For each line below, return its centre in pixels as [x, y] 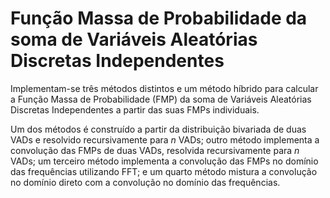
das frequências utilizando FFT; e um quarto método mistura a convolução [164, 171]
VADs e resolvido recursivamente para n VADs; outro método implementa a [165, 139]
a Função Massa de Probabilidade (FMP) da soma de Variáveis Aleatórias [161, 99]
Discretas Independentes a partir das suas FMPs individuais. [135, 109]
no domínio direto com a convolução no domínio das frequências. [145, 182]
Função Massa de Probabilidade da [159, 18]
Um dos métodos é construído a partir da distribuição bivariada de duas [158, 129]
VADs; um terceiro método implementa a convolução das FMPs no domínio [164, 161]
